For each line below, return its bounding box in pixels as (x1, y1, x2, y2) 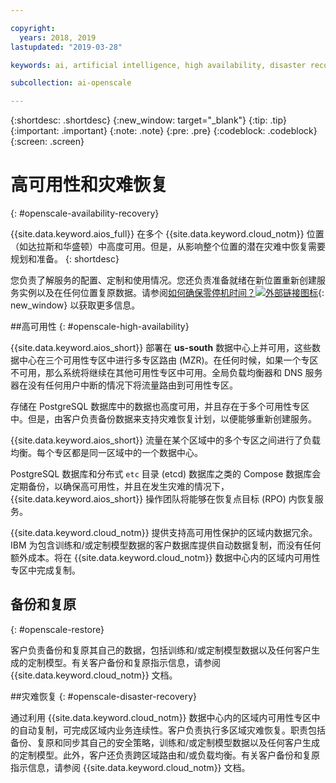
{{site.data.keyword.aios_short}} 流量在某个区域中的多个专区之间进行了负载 (10, 434, 322, 446)
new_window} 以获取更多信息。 (10, 299, 141, 311)
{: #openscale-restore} (10, 623, 105, 635)
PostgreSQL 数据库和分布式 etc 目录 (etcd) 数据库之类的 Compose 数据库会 (10, 468, 322, 480)
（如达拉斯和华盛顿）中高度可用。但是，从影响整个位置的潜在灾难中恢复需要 (10, 241, 326, 253)
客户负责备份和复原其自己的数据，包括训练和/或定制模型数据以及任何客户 (10, 644, 312, 656)
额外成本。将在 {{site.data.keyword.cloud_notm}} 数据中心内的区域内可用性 (10, 552, 321, 564)
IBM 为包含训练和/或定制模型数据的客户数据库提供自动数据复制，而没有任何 (10, 539, 322, 551)
